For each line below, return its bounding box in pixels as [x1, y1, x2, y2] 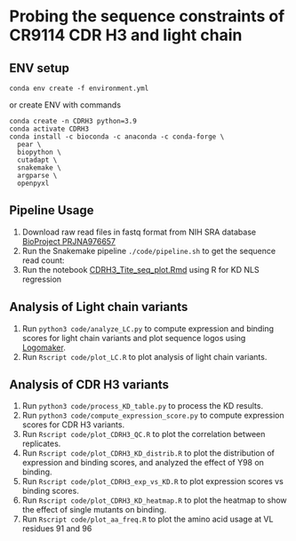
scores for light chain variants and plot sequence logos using [21, 332, 246, 343]
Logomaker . [21, 342, 67, 353]
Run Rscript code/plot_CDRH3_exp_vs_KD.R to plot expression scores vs [21, 476, 284, 487]
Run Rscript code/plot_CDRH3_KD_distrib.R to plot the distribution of [21, 448, 276, 458]
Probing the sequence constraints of [9, 6, 285, 27]
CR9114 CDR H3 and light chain [9, 25, 243, 45]
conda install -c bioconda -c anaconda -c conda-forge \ [9, 132, 225, 141]
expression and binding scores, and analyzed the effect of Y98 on [21, 457, 265, 468]
